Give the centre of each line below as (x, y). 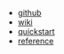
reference (36, 41)
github (29, 13)
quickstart (36, 31)
